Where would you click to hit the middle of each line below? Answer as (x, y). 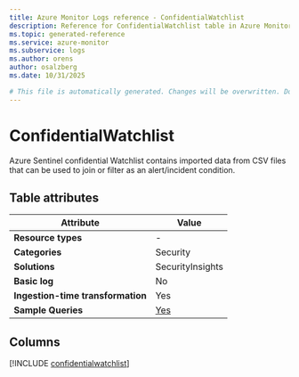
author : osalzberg (43, 68)
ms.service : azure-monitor (59, 42)
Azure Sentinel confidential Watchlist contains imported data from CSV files (148, 160)
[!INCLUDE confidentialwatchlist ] (69, 364)
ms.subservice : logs (48, 51)
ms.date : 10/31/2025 (48, 76)
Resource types (48, 238)
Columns (35, 342)
